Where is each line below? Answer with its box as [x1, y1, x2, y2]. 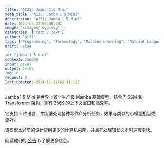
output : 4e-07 [5, 66, 34, 71]
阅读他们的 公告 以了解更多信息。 [5, 137, 72, 143]
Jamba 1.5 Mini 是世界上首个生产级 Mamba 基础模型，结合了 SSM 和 [5, 94, 143, 99]
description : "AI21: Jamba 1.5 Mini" [5, 16, 82, 21]
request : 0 [5, 75, 27, 80]
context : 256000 [5, 57, 38, 62]
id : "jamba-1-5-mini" [5, 52, 49, 57]
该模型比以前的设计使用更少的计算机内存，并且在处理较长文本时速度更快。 [5, 127, 155, 133]
